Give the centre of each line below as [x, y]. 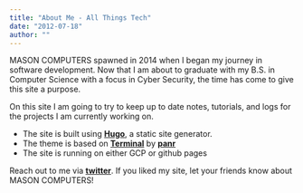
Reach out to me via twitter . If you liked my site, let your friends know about [151, 171]
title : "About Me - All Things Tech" [80, 18]
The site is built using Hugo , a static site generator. [117, 134]
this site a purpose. [45, 89]
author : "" [30, 34]
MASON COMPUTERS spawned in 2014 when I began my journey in [136, 61]
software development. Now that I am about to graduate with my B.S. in [142, 70]
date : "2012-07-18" [46, 26]
